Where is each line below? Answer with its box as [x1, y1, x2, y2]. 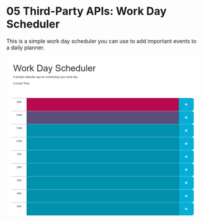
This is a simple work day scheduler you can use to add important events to [6, 37, 197, 45]
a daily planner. [6, 44, 45, 51]
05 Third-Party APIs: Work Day [6, 4, 167, 18]
